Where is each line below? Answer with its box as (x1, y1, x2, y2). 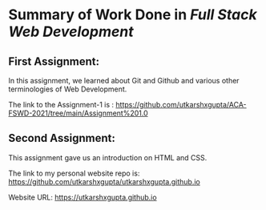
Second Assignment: (8, 131, 116, 145)
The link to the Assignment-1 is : (8, 100, 115, 109)
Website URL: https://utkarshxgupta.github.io (8, 192, 158, 202)
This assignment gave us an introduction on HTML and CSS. (8, 152, 208, 162)
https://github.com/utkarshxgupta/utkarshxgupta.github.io (8, 176, 200, 186)
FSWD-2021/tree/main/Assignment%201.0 (8, 108, 148, 118)
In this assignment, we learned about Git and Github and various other (8, 76, 240, 85)
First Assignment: (8, 55, 100, 68)
